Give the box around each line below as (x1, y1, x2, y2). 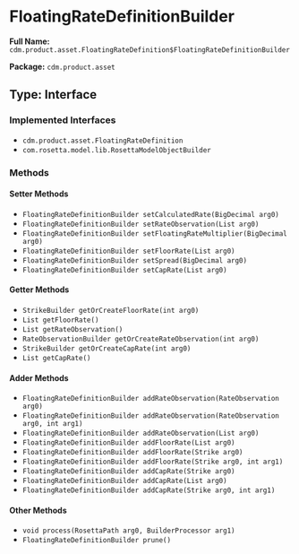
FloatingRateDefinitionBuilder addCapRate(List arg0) (21, 477, 227, 486)
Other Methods (9, 505, 67, 515)
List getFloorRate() (21, 316, 99, 325)
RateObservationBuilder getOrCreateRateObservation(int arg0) (21, 334, 260, 343)
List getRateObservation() (21, 325, 124, 333)
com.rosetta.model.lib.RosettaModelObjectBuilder (21, 145, 212, 154)
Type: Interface (9, 87, 98, 102)
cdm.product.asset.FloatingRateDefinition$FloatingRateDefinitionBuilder (9, 45, 291, 55)
